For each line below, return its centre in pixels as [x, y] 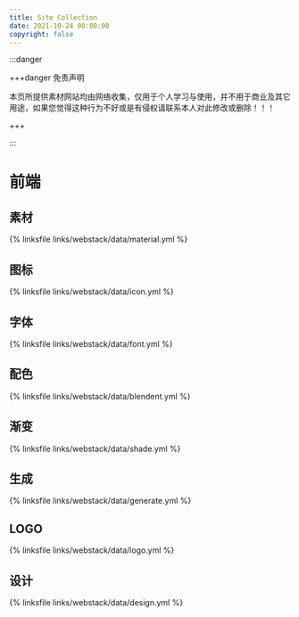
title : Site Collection [54, 17]
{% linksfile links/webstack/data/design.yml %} [96, 603]
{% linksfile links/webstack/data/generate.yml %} [100, 501]
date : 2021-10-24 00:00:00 [59, 26]
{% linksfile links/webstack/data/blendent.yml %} [100, 396]
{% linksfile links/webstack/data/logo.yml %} [92, 550]
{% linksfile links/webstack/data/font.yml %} [91, 344]
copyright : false [42, 34]
